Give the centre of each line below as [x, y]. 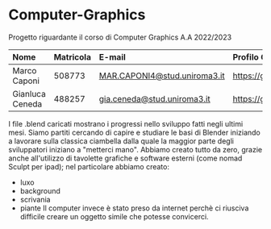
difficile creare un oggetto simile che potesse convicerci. [114, 216]
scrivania [35, 199]
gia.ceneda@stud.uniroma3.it [155, 98]
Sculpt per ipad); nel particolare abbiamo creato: [89, 166]
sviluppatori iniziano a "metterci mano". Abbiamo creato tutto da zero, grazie [135, 149]
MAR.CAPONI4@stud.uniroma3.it [162, 76]
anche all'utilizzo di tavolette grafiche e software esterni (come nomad [125, 158]
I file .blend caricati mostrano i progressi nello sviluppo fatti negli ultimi [126, 123]
